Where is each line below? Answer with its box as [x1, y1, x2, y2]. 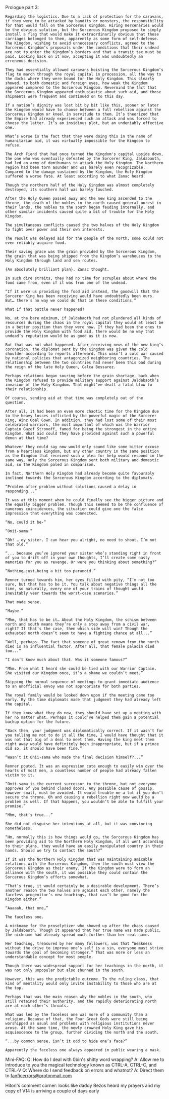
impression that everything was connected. [5, 511, 98, 516]
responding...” [5, 489, 37, 494]
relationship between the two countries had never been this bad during [5, 360, 161, 365]
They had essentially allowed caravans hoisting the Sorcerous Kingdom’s [5, 67, 164, 72]
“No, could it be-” [5, 520, 46, 525]
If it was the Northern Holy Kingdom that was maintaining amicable [5, 857, 152, 862]
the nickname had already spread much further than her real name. [5, 932, 150, 937]
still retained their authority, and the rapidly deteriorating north [5, 999, 157, 1004]
